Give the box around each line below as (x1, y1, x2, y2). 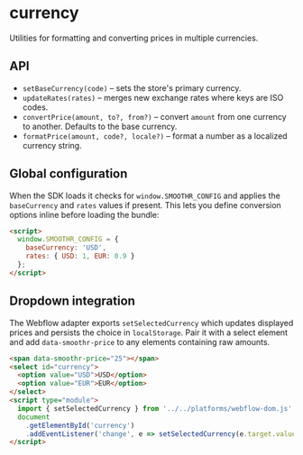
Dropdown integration (9, 294, 135, 309)
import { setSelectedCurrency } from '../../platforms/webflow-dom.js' (17, 404, 293, 413)
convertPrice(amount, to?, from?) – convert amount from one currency (22, 111, 287, 122)
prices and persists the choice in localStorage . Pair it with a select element (9, 327, 289, 338)
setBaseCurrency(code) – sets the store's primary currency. (22, 82, 242, 93)
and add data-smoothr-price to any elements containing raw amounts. (9, 336, 271, 347)
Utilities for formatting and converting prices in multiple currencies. (9, 32, 259, 43)
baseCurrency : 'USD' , (25, 243, 106, 252)
